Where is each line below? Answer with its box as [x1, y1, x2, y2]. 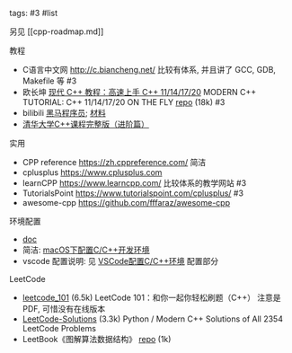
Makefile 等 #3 [22, 75, 77, 86]
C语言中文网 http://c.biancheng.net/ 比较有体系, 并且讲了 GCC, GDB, [22, 65, 277, 75]
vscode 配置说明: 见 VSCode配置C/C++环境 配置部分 [22, 256, 218, 266]
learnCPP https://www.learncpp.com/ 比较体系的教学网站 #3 [22, 178, 247, 188]
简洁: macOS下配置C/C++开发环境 [22, 244, 150, 255]
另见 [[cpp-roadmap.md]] [9, 26, 104, 37]
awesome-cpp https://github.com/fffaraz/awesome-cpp [22, 198, 231, 207]
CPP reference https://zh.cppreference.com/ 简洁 [22, 157, 207, 167]
